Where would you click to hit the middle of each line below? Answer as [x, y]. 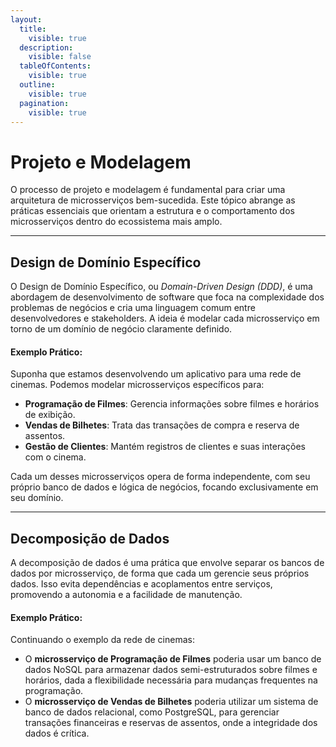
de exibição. [50, 415]
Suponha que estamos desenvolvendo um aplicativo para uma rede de [156, 374]
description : [46, 47]
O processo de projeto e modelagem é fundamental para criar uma [148, 190]
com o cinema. [55, 457]
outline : [37, 85]
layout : [26, 19]
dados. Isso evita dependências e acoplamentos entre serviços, [141, 584]
